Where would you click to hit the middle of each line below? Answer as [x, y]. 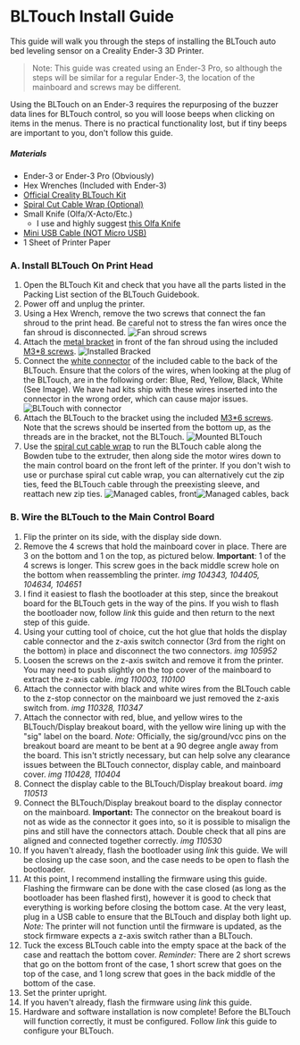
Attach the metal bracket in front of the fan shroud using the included [150, 342]
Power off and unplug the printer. [84, 304]
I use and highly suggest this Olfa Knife [108, 223]
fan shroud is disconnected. [75, 333]
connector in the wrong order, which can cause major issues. [136, 399]
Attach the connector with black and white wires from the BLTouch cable [157, 688]
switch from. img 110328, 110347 [83, 707]
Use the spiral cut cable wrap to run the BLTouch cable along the [142, 447]
